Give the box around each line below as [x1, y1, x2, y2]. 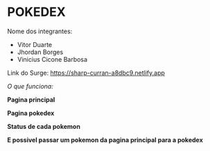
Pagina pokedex [7, 109, 55, 117]
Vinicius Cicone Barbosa [17, 55, 88, 63]
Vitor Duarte [17, 40, 53, 48]
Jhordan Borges [17, 48, 64, 56]
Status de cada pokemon [7, 122, 81, 130]
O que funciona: [7, 82, 53, 90]
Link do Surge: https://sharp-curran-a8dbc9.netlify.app [7, 69, 165, 77]
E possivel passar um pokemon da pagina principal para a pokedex [7, 136, 203, 144]
